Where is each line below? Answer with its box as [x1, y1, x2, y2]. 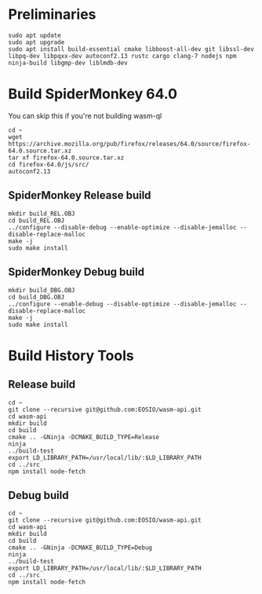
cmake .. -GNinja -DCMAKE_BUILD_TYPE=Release [8, 433, 159, 441]
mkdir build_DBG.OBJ [8, 286, 76, 294]
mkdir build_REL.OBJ [8, 210, 76, 218]
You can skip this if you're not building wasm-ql [8, 111, 162, 120]
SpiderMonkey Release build [8, 189, 151, 202]
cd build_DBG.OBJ [8, 293, 65, 301]
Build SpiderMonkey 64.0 [8, 85, 178, 103]
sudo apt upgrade [8, 38, 65, 46]
